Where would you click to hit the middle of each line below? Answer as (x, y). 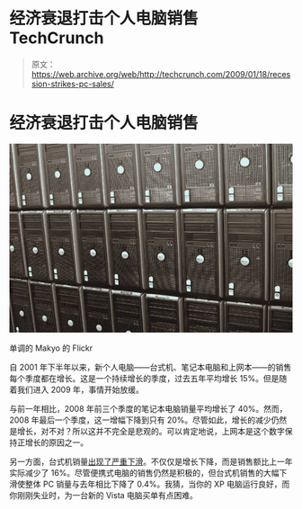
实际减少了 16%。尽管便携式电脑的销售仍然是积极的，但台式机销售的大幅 (145, 472)
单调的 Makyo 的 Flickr (51, 348)
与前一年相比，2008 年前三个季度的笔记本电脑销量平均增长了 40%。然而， (148, 408)
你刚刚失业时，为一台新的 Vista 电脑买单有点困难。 (103, 495)
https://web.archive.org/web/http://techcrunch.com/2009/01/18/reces (161, 74)
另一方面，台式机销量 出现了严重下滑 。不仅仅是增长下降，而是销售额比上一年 (151, 461)
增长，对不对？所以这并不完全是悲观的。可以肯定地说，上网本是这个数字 (151, 431)
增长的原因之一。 (56, 442)
